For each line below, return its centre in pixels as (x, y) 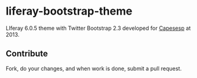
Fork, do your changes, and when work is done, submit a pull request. (94, 68)
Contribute (27, 54)
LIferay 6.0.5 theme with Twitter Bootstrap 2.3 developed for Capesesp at (98, 28)
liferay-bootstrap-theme (69, 11)
